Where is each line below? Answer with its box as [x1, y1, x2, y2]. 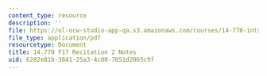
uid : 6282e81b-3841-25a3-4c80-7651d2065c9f [8, 56, 155, 64]
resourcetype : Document [8, 41, 87, 49]
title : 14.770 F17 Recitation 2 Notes [8, 48, 137, 56]
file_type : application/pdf [8, 33, 102, 42]
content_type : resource [8, 11, 87, 20]
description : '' [8, 19, 62, 27]
